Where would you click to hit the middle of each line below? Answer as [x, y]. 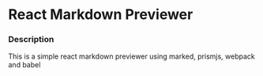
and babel [24, 65]
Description [31, 40]
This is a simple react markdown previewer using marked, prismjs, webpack [131, 56]
